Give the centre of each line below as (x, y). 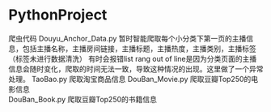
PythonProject (58, 15)
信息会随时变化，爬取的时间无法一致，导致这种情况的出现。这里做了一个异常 (136, 69)
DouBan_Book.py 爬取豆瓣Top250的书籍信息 (83, 99)
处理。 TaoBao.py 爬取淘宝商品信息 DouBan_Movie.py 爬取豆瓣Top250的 (130, 79)
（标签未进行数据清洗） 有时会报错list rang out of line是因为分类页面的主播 (133, 58)
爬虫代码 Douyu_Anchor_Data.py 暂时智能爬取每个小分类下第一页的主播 (127, 38)
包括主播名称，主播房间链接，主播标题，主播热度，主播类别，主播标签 (139, 48)
